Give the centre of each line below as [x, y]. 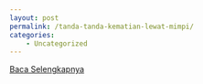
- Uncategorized [57, 43]
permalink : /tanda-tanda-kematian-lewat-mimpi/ [102, 26]
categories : [32, 35]
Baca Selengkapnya [47, 69]
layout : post [34, 18]
